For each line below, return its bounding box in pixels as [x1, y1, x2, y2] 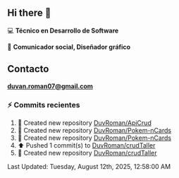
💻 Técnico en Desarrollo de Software [7, 26, 119, 35]
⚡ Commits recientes [7, 100, 80, 109]
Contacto [7, 63, 49, 75]
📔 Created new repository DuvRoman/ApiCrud [17, 118, 152, 127]
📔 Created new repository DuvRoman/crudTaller [17, 148, 157, 157]
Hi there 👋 [7, 7, 51, 19]
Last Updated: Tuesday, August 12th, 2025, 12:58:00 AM [7, 162, 171, 170]
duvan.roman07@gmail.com [7, 82, 94, 90]
